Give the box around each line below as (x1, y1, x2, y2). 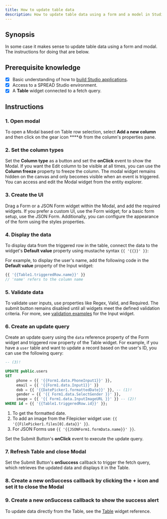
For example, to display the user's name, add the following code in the (5, 257, 149, 263)
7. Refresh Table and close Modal (5, 448, 86, 455)
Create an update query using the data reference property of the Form (5, 334, 149, 340)
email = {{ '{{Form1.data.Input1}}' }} (16, 383, 99, 388)
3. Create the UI (5, 191, 44, 198)
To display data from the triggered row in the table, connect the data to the (5, 242, 158, 248)
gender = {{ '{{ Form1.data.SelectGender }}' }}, (16, 392, 121, 397)
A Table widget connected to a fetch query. (12, 88, 102, 94)
